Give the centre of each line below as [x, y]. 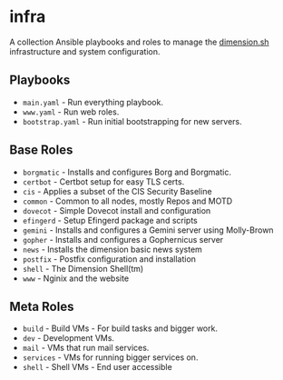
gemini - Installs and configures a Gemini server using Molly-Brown [148, 230]
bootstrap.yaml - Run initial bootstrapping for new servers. [132, 121]
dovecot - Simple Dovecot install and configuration [117, 210]
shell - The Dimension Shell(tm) [83, 268]
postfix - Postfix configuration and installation [109, 259]
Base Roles [41, 150]
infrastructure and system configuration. [85, 51]
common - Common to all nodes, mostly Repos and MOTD [127, 201]
